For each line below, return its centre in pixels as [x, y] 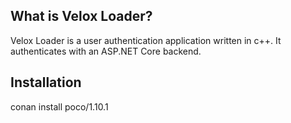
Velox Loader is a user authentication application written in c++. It [146, 40]
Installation [46, 82]
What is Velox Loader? [81, 16]
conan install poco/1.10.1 [59, 106]
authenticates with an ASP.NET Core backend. [106, 51]
